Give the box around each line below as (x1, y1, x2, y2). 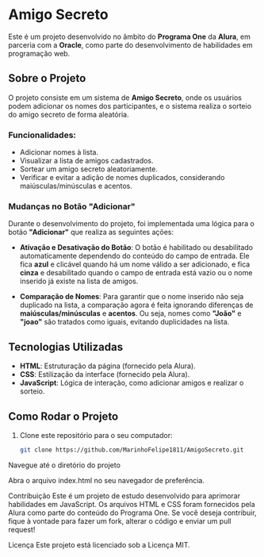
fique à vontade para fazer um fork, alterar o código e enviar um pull (8, 516, 231, 525)
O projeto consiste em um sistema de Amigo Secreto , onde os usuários (8, 93, 242, 102)
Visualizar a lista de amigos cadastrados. (19, 156, 154, 166)
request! (8, 524, 36, 534)
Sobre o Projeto (8, 71, 86, 85)
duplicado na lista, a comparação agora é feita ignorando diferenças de (19, 300, 254, 310)
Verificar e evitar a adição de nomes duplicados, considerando (19, 173, 225, 182)
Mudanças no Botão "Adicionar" (8, 201, 136, 212)
